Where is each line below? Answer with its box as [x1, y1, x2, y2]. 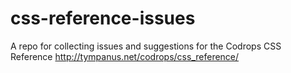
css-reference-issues [10, 7, 196, 30]
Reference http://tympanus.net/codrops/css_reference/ [10, 50, 240, 62]
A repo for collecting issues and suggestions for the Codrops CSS [10, 40, 282, 52]
